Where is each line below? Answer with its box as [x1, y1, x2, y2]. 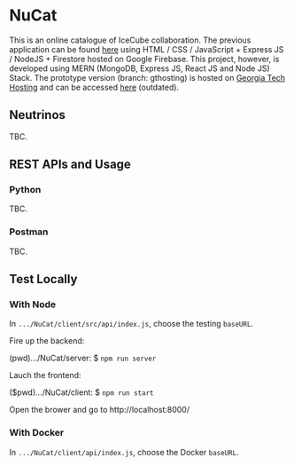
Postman [9, 225, 49, 238]
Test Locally [9, 272, 78, 287]
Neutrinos [9, 107, 66, 122]
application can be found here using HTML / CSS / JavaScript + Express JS [9, 43, 284, 54]
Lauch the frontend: [9, 370, 81, 381]
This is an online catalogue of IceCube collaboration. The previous [9, 35, 251, 45]
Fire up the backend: [9, 336, 85, 346]
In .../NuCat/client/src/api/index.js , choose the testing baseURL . [9, 319, 254, 329]
